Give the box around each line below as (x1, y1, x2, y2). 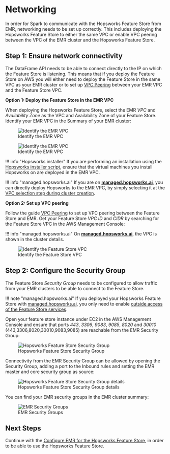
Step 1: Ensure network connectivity (5, 52, 123, 60)
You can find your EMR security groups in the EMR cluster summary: (5, 394, 149, 400)
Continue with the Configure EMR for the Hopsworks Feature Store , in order (5, 438, 164, 444)
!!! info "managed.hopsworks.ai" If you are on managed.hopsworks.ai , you (5, 179, 163, 185)
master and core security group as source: (5, 369, 95, 375)
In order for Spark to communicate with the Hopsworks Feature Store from (5, 20, 161, 27)
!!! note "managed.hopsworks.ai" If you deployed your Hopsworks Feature (5, 295, 161, 301)
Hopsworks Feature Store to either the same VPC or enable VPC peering (5, 31, 157, 37)
